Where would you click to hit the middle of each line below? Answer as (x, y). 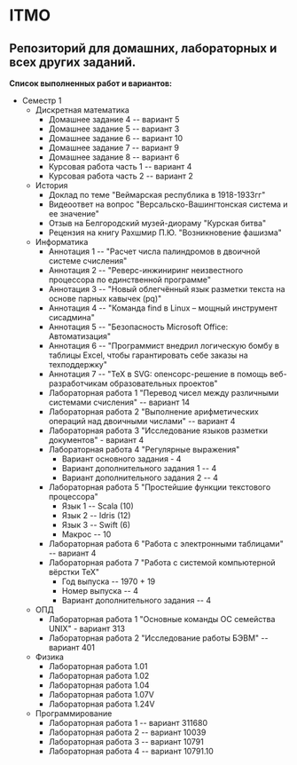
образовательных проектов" (164, 383)
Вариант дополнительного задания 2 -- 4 (140, 477)
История (51, 185)
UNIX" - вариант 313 (87, 628)
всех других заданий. (73, 62)
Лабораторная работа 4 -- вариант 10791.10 (131, 751)
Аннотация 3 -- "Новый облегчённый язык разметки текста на (167, 289)
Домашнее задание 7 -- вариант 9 (114, 148)
